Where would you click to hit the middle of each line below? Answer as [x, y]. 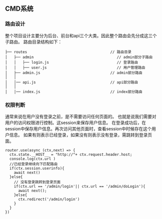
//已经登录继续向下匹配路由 [34, 164]
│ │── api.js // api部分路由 [72, 82]
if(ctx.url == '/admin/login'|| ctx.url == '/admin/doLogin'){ [80, 186]
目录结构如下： [47, 42]
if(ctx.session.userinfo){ [37, 168]
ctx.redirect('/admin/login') [49, 199]
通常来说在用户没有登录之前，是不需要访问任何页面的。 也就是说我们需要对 [81, 116]
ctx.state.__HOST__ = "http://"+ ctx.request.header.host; [71, 154]
